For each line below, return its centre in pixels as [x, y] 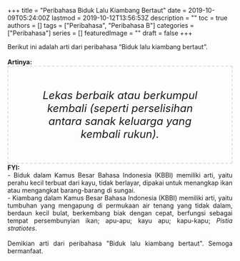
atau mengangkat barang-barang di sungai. [71, 190]
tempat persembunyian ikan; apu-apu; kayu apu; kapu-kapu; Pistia [120, 221]
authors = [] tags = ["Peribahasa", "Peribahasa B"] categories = [101, 25]
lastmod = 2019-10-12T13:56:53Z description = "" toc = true [140, 18]
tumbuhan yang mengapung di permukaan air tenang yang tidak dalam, [120, 205]
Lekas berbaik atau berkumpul [120, 95]
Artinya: [20, 62]
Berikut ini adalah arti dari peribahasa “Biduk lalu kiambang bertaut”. [108, 47]
